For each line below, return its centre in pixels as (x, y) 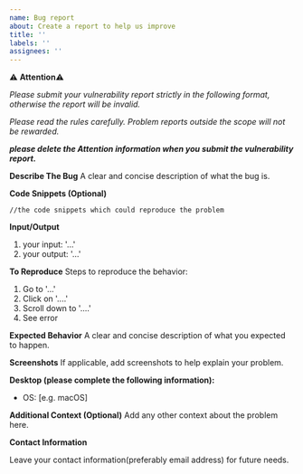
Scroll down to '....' (57, 308)
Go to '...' (39, 289)
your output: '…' (52, 254)
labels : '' (30, 43)
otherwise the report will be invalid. (75, 104)
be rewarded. (34, 131)
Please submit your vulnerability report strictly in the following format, (140, 95)
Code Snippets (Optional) (58, 194)
